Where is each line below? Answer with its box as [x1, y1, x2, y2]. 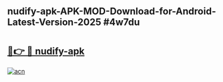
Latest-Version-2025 [7, 17, 102, 28]
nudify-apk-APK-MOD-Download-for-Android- [7, 6, 216, 17]
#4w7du [102, 17, 140, 28]
